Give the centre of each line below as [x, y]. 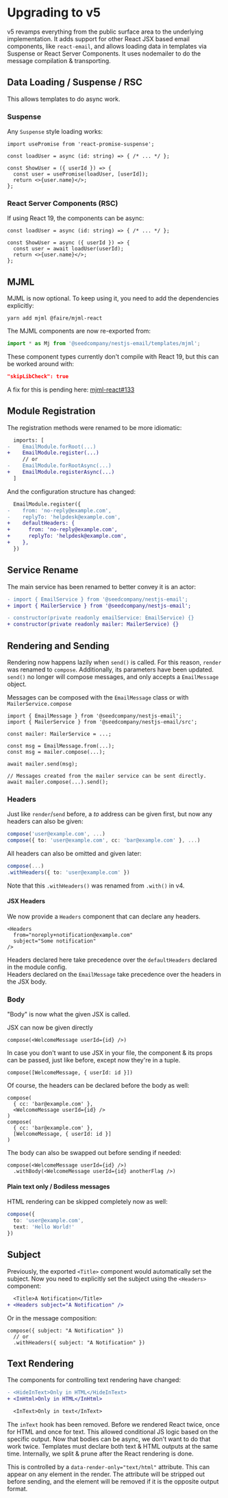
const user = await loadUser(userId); [69, 249]
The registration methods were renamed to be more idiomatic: [94, 427]
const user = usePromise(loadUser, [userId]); [81, 174]
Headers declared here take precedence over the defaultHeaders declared [112, 960]
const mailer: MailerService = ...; [59, 734]
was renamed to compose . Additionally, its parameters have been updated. [111, 669]
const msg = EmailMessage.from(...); [61, 746]
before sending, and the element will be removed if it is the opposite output [113, 1481]
